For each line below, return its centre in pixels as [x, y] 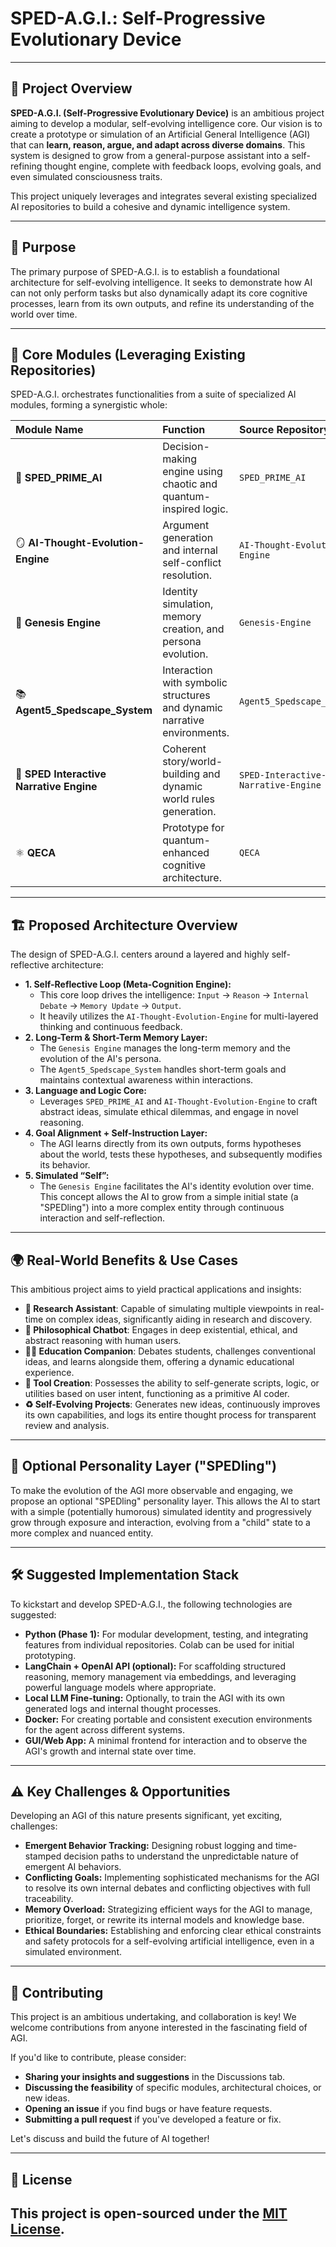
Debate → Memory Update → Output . [110, 1006]
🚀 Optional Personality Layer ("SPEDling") [143, 1466]
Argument [186, 525]
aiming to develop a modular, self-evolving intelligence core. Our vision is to [166, 123]
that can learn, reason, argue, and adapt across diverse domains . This [158, 144]
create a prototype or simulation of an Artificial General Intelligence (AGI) [160, 134]
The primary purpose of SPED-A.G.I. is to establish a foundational [145, 271]
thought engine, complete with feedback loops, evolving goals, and [183, 166]
